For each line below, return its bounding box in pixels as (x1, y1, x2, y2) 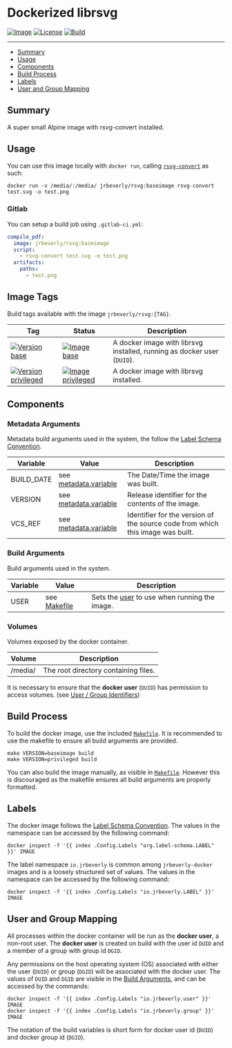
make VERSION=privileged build (7, 756, 97, 763)
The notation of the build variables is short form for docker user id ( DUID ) (7, 1025, 214, 1033)
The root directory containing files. (43, 666, 155, 675)
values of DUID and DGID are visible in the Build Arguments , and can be (7, 975, 206, 983)
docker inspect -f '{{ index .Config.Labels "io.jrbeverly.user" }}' (7, 995, 212, 1002)
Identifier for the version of (127, 510, 214, 520)
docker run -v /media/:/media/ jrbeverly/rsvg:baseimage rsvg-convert (7, 182, 215, 189)
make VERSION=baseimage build (7, 749, 95, 756)
